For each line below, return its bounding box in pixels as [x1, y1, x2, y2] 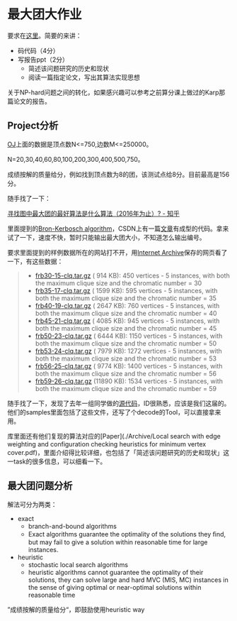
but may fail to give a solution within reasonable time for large [28, 537, 208, 546]
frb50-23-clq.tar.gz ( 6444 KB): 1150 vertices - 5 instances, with [35, 331, 223, 340]
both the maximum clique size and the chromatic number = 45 [35, 324, 217, 332]
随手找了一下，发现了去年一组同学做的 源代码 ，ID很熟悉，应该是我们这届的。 [7, 399, 231, 407]
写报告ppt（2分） [17, 55, 69, 64]
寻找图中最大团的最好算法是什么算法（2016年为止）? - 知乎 [7, 209, 180, 217]
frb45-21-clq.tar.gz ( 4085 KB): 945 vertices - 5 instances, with [35, 317, 220, 325]
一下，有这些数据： [7, 257, 64, 265]
